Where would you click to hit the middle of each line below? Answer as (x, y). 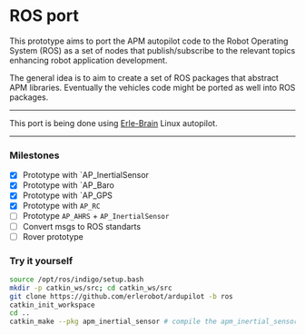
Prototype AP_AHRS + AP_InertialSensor (96, 216)
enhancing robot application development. (89, 60)
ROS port (44, 16)
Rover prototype (53, 236)
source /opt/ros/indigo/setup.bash (77, 279)
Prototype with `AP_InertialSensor (86, 175)
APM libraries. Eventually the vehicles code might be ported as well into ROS (152, 87)
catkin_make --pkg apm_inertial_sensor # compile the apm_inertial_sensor (154, 322)
